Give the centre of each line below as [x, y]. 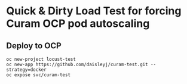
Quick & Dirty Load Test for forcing [94, 11]
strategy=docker [26, 70]
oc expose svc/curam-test [38, 75]
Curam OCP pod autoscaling [78, 24]
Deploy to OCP [34, 46]
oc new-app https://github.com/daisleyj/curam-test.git [77, 64]
